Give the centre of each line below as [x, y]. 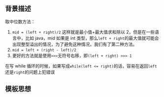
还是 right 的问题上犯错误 [30, 72]
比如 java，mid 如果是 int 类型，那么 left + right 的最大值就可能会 [92, 38]
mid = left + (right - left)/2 [44, 50]
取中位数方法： [20, 22]
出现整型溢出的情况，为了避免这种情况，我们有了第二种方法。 [75, 44]
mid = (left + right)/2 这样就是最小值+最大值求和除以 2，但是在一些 [83, 32]
